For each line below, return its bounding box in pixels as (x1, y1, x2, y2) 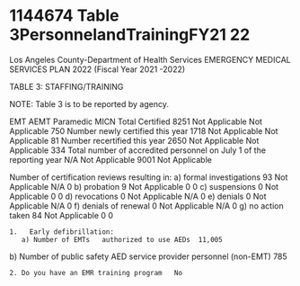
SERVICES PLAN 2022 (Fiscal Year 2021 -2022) (9, 64, 186, 75)
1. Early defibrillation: (9, 227, 115, 237)
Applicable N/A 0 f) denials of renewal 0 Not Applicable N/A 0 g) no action (9, 200, 285, 211)
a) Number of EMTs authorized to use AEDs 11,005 (21, 235, 223, 244)
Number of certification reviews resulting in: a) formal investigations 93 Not (9, 172, 288, 183)
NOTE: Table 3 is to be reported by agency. (9, 98, 169, 109)
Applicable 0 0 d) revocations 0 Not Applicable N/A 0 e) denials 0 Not (9, 191, 267, 201)
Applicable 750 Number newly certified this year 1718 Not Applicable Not (9, 125, 278, 136)
